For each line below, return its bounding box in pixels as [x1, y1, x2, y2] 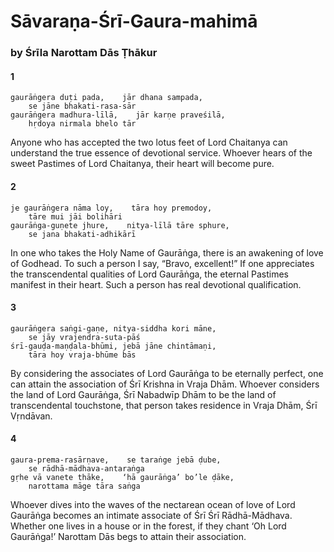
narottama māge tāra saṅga [28, 481, 141, 491]
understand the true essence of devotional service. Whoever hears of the [10, 147, 313, 159]
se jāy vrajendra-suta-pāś [28, 332, 141, 342]
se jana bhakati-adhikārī [28, 229, 137, 239]
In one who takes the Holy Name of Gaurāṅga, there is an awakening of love [10, 246, 324, 259]
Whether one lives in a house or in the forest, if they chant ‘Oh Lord [10, 520, 287, 532]
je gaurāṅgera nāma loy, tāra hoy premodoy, [10, 203, 213, 213]
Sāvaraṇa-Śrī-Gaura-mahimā [10, 10, 258, 33]
